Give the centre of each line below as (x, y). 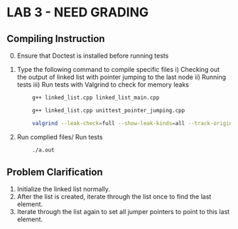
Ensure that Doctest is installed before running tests (93, 55)
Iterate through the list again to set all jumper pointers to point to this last (123, 212)
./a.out (43, 150)
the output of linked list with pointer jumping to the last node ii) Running (121, 77)
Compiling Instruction (56, 39)
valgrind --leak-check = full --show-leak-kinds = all (109, 123)
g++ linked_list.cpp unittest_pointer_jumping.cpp (109, 110)
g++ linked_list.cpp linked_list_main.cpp (96, 97)
